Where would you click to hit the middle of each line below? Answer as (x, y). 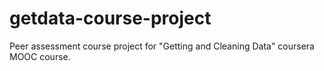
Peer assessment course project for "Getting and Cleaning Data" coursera (162, 46)
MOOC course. (40, 56)
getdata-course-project (110, 18)
